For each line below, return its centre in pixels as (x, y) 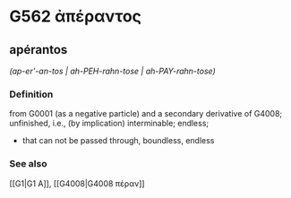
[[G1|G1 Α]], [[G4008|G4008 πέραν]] (77, 183)
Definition (31, 94)
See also (28, 164)
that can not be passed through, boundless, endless (118, 141)
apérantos (39, 50)
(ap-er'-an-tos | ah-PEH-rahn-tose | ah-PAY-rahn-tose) (113, 71)
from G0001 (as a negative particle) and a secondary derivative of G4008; (146, 114)
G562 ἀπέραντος (75, 17)
